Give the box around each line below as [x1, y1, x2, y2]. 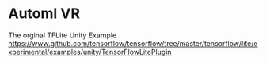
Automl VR [8, 5, 81, 23]
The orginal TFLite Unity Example [8, 30, 117, 40]
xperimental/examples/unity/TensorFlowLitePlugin [8, 47, 172, 56]
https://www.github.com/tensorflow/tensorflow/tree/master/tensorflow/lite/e [8, 38, 258, 48]
